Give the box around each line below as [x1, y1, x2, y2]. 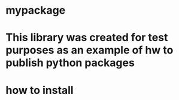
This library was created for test [5, 31, 168, 45]
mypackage [5, 4, 66, 17]
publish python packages [5, 56, 135, 70]
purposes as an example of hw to [5, 43, 174, 57]
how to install [5, 83, 74, 97]
